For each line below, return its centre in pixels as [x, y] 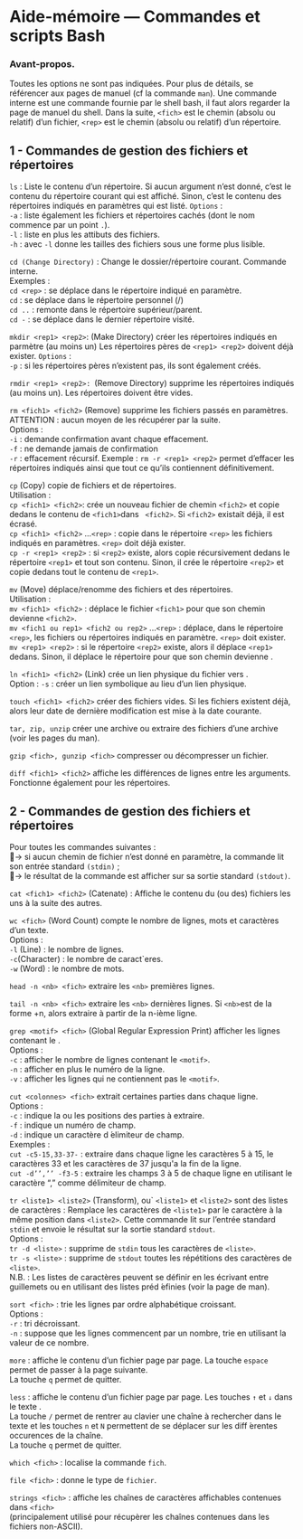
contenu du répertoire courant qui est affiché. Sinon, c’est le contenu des [146, 196]
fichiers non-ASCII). [46, 1526]
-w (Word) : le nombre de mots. [67, 968]
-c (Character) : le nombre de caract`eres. [86, 959]
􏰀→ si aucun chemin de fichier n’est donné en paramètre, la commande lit [147, 857]
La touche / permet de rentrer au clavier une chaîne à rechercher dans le [146, 1416]
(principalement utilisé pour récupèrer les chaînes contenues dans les [139, 1517]
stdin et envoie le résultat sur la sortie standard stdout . [112, 1229]
